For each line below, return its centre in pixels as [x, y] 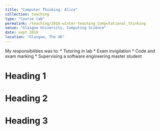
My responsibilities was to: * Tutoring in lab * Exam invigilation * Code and [80, 51]
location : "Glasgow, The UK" [35, 37]
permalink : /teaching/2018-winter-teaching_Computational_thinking [76, 23]
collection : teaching [27, 14]
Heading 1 [26, 76]
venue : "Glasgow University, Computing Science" [56, 28]
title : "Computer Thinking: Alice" [41, 10]
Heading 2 [27, 98]
